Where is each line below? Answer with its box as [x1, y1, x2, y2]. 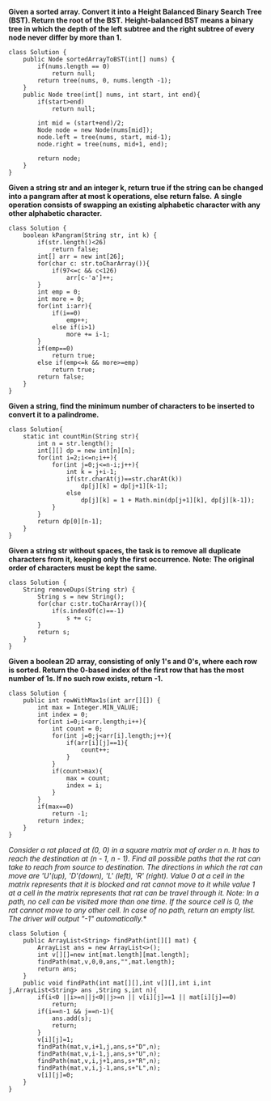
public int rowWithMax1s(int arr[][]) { [23, 697, 161, 705]
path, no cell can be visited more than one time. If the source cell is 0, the [8, 897, 253, 906]
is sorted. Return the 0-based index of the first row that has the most [8, 665, 244, 675]
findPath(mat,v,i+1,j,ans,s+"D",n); [37, 1043, 161, 1051]
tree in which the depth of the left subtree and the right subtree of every [8, 24, 255, 33]
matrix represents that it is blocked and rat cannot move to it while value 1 [8, 879, 256, 889]
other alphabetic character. [8, 209, 103, 218]
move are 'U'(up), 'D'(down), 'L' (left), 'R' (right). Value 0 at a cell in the [8, 871, 245, 880]
